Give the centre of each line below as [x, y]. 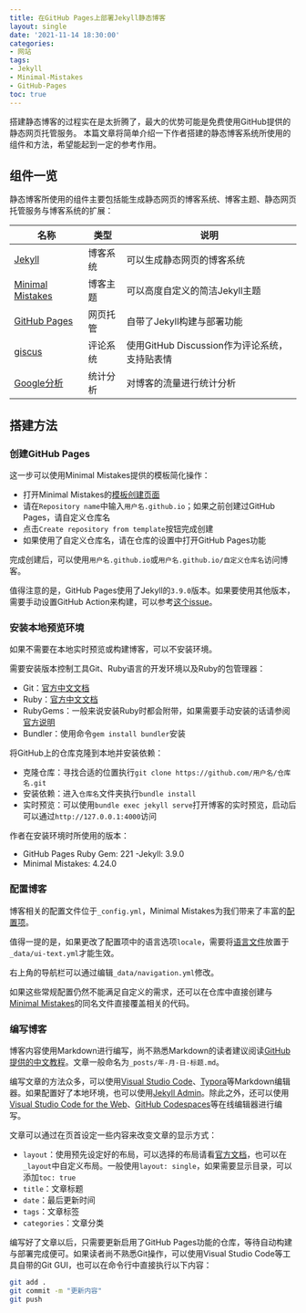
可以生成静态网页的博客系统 [186, 260]
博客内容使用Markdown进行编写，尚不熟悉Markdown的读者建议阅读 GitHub [150, 1050]
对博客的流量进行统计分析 [181, 383]
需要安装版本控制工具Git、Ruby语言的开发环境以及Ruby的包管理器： [138, 669]
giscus [28, 352]
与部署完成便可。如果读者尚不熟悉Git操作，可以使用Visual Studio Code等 [146, 1253]
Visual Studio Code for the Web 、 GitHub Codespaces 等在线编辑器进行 [142, 1104]
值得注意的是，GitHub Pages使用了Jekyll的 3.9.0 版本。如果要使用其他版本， [152, 590]
